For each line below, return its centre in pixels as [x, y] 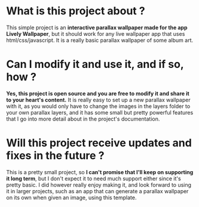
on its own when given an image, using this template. [71, 197]
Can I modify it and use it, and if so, [95, 64]
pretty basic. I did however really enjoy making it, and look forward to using [99, 185]
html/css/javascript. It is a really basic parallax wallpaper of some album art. [100, 40]
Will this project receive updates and [99, 143]
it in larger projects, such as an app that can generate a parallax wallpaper [97, 191]
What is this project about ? [76, 11]
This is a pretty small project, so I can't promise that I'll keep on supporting [100, 172]
